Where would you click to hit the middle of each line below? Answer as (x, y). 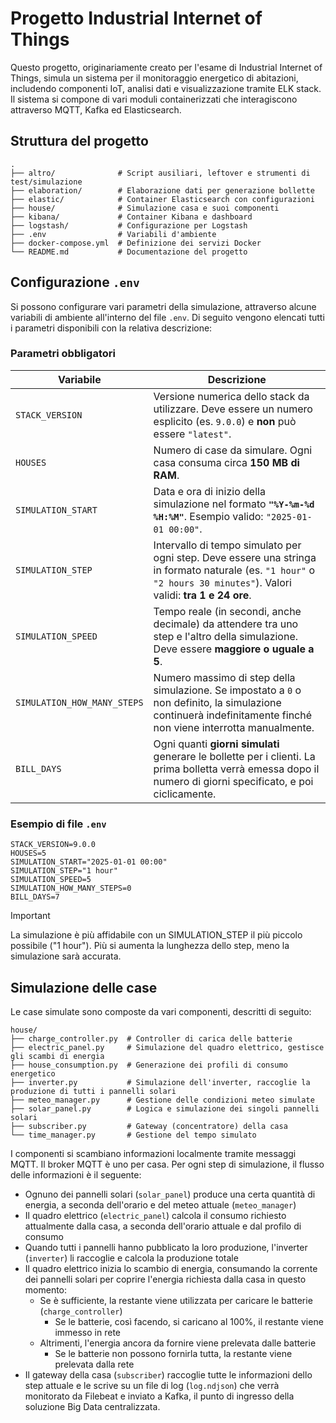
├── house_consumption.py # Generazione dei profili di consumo (149, 1065)
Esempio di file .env (58, 824)
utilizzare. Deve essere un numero (233, 409)
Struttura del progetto (79, 141)
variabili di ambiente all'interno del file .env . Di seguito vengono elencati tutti (167, 317)
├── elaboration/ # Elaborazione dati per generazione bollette (162, 190)
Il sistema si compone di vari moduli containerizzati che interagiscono (154, 99)
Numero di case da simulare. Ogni (233, 450)
